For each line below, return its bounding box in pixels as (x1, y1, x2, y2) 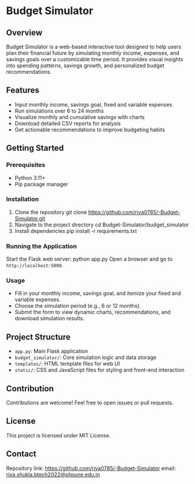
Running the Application (6, 242, 77, 250)
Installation (6, 195, 39, 203)
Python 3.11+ (14, 174, 46, 181)
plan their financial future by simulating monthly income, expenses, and (6, 50, 180, 57)
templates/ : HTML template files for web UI (14, 360, 120, 367)
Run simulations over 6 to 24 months (14, 107, 104, 114)
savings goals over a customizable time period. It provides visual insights (6, 56, 184, 62)
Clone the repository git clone (14, 208, 87, 216)
